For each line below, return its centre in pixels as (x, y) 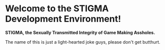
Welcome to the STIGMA (57, 9)
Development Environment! (63, 19)
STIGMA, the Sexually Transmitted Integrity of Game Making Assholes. (80, 32)
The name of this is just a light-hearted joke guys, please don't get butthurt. (83, 42)
